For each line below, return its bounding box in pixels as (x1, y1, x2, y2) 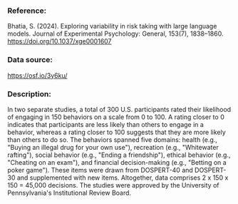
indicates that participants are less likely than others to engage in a (7, 120, 205, 128)
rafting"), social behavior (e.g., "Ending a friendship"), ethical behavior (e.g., (7, 151, 231, 159)
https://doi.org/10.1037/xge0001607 (7, 37, 112, 46)
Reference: (7, 6, 47, 16)
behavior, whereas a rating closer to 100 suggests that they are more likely (7, 128, 226, 136)
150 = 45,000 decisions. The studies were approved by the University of (7, 180, 219, 189)
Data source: (7, 55, 53, 65)
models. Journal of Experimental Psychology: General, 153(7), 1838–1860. (7, 29, 224, 38)
